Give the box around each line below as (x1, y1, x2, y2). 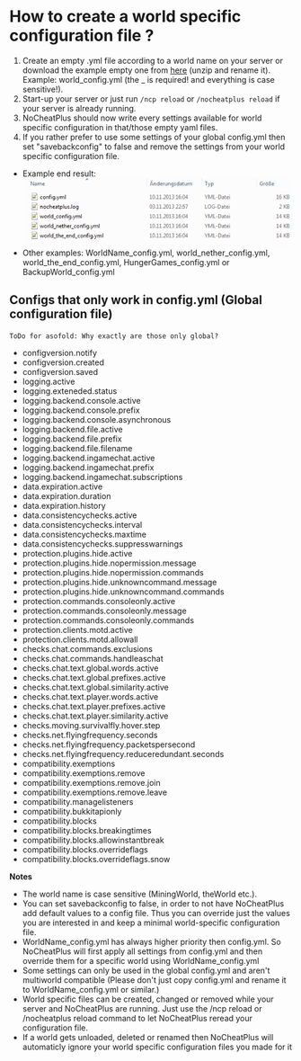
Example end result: (22, 168, 97, 179)
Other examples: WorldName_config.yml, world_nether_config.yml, (22, 247, 270, 258)
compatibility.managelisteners (22, 797, 134, 807)
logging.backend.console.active (22, 396, 141, 406)
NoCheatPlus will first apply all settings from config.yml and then (22, 946, 263, 957)
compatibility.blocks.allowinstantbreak (22, 834, 164, 846)
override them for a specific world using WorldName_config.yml (22, 956, 260, 967)
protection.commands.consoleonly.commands (22, 615, 195, 626)
